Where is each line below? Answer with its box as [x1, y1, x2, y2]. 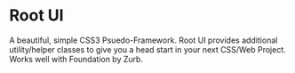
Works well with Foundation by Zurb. [9, 53, 144, 64]
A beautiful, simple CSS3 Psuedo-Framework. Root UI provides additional [9, 35, 278, 45]
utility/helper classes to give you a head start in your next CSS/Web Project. [9, 44, 286, 54]
